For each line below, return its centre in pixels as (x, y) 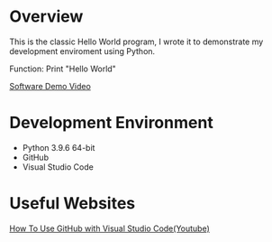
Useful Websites (73, 204)
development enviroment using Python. (82, 51)
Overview (46, 17)
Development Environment (111, 123)
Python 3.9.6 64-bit (59, 147)
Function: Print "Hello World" (63, 69)
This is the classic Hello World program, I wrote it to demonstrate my (136, 42)
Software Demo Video (50, 86)
